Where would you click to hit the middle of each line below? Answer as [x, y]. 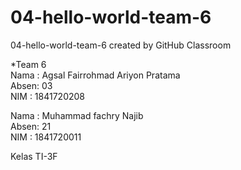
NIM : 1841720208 [48, 96]
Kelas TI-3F [34, 156]
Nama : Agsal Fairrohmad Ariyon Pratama [95, 75]
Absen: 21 [31, 126]
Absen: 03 [31, 85]
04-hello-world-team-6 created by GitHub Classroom [121, 45]
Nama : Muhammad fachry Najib [77, 115]
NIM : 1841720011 [46, 137]
